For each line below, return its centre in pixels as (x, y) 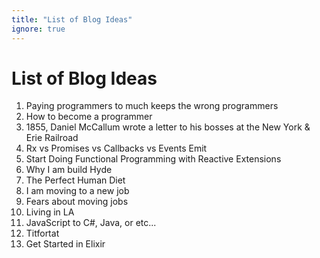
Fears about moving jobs (77, 202)
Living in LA (50, 212)
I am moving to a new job (77, 191)
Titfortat (42, 233)
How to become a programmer (89, 117)
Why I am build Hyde (69, 170)
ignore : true (38, 29)
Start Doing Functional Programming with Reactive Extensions (153, 159)
